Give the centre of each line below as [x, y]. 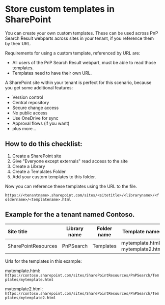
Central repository [30, 102]
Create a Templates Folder [39, 171]
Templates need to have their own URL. [52, 73]
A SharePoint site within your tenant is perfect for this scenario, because [78, 83]
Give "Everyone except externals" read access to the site [70, 161]
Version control [27, 97]
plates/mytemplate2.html [30, 298]
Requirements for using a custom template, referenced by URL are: [73, 53]
